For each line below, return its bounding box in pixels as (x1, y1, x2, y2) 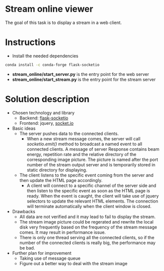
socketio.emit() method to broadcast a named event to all (26, 141, 142, 147)
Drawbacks (12, 208, 36, 214)
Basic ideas (12, 125, 36, 131)
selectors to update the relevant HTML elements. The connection (26, 198, 158, 204)
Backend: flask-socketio (19, 115, 69, 121)
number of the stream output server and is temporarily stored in (26, 161, 156, 167)
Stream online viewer (5, 3, 94, 15)
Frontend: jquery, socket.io (19, 120, 74, 126)
